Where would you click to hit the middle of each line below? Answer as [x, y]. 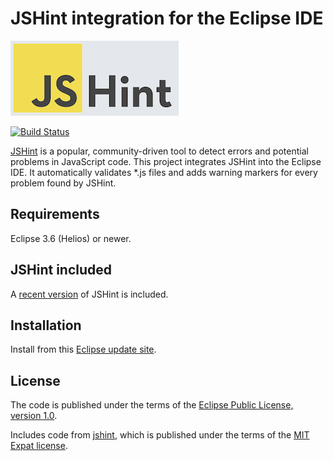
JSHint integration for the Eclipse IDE [167, 18]
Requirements [55, 214]
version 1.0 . [34, 416]
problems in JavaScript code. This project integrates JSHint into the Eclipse [166, 161]
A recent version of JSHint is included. [89, 294]
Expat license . [39, 446]
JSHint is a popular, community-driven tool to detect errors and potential [159, 151]
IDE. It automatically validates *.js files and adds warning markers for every [164, 172]
